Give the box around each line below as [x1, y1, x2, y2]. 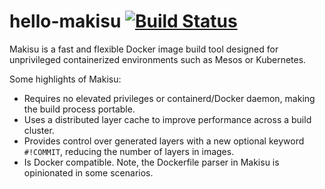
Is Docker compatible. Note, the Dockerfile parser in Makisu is [23, 156, 280, 168]
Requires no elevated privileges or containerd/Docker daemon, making [23, 92, 316, 104]
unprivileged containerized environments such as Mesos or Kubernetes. [9, 53, 307, 65]
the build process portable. [23, 103, 136, 115]
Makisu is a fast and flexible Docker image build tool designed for [9, 43, 279, 55]
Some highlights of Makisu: [9, 73, 122, 85]
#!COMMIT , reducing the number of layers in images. [23, 145, 235, 157]
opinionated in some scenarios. [23, 166, 154, 179]
